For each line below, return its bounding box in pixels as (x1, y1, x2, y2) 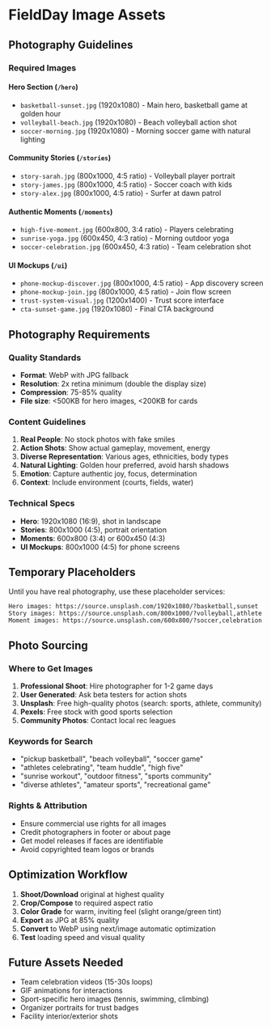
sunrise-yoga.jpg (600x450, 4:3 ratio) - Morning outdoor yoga (19, 233, 230, 243)
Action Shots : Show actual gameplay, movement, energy (19, 443, 210, 453)
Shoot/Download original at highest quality (19, 889, 164, 899)
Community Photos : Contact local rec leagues (19, 716, 176, 726)
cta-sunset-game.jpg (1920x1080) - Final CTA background (19, 304, 214, 314)
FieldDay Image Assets (8, 6, 166, 24)
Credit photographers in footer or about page (19, 827, 171, 836)
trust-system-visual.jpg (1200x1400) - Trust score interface (19, 295, 225, 305)
